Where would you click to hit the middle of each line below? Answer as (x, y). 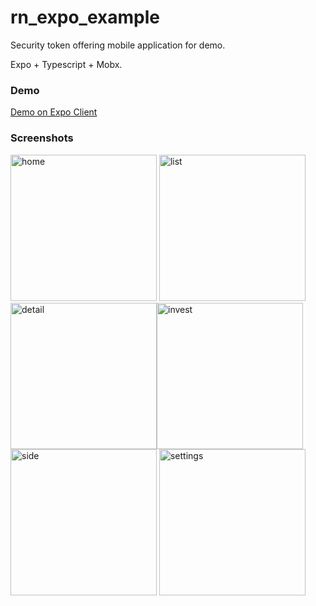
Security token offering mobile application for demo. (118, 45)
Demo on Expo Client (54, 112)
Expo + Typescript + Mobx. (66, 64)
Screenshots (42, 138)
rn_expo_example (85, 17)
